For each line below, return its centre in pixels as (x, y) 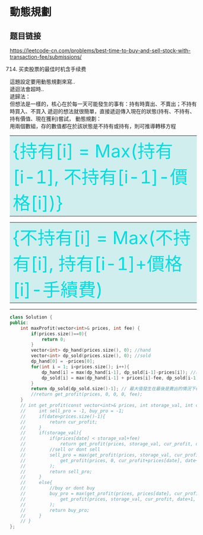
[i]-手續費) (58, 289)
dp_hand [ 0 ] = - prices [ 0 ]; (63, 361)
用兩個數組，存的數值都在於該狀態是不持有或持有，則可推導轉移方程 (93, 126)
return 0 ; (53, 339)
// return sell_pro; (56, 472)
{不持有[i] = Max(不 (93, 238)
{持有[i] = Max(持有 (93, 151)
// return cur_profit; (59, 422)
